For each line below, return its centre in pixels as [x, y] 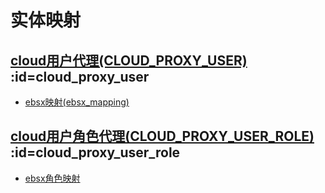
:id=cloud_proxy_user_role [95, 152]
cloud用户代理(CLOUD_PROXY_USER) [129, 60]
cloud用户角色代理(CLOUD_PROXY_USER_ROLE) [162, 136]
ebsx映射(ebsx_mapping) [77, 102]
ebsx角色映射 [52, 178]
